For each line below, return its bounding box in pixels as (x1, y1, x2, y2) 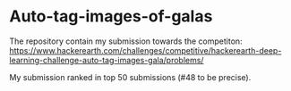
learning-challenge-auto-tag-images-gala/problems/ (9, 54, 204, 65)
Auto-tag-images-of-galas (9, 6, 213, 27)
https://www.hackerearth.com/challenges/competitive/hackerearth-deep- (9, 45, 282, 55)
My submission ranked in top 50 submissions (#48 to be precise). (9, 71, 252, 82)
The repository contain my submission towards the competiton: (9, 36, 244, 46)
